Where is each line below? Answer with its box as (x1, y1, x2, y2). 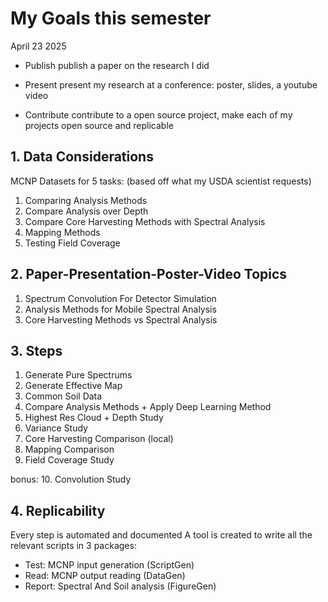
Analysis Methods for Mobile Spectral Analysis (24, 303, 217, 315)
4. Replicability (10, 502, 106, 519)
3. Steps (10, 342, 63, 359)
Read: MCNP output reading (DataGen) (24, 570, 186, 582)
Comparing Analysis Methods (24, 194, 148, 206)
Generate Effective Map (24, 380, 123, 392)
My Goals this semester (10, 7, 212, 30)
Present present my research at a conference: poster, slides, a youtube (24, 78, 318, 91)
